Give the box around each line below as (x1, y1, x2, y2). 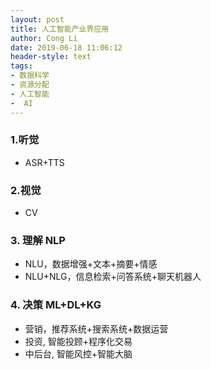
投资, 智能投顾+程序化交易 (24, 335, 133, 347)
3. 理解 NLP (10, 234, 66, 248)
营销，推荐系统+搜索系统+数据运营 (24, 322, 169, 335)
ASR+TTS (24, 156, 65, 168)
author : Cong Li (10, 33, 78, 43)
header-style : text (10, 52, 92, 62)
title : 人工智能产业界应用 (10, 24, 110, 34)
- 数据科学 (10, 71, 50, 81)
